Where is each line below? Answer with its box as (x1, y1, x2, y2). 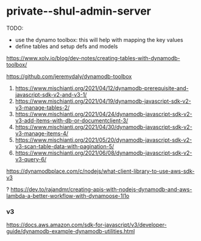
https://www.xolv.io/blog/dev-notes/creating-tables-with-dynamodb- (6, 54, 181, 61)
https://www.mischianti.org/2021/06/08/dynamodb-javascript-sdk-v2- (15, 149, 192, 156)
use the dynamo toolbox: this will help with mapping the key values (15, 36, 184, 43)
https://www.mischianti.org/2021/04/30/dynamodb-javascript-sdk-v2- (15, 123, 193, 130)
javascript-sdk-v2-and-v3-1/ (15, 91, 87, 98)
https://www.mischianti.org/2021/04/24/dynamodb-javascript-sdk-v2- (15, 110, 192, 117)
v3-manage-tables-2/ (15, 103, 70, 111)
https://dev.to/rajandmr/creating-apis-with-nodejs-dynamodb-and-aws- (10, 186, 192, 193)
